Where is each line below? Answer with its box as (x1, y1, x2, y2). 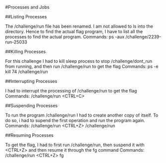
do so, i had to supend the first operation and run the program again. (5, 118, 145, 123)
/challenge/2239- (125, 34, 162, 40)
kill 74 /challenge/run (5, 69, 48, 75)
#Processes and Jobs (5, 4, 50, 10)
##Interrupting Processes (5, 79, 57, 84)
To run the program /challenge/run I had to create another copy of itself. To (5, 112, 159, 118)
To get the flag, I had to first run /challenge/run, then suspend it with (5, 142, 145, 148)
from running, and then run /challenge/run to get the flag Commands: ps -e (5, 64, 159, 69)
